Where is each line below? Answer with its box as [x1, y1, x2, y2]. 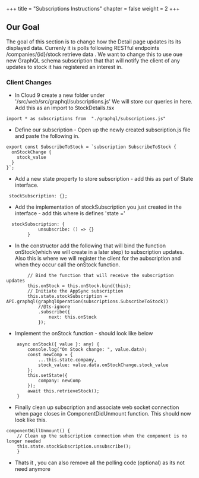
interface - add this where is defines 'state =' [14, 210, 126, 217]
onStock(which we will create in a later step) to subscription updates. [14, 249, 184, 256]
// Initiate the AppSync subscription [27, 288, 124, 294]
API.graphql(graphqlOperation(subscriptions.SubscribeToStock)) [6, 298, 169, 305]
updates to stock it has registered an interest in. [6, 63, 123, 70]
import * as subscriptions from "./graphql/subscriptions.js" [6, 116, 166, 122]
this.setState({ [27, 373, 68, 379]
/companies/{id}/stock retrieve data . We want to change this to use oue [6, 51, 183, 58]
